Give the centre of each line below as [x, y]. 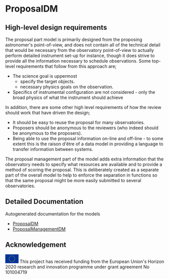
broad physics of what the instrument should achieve [68, 97]
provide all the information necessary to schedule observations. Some [78, 61]
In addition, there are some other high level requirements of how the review [83, 107]
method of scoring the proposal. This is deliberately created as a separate [82, 170]
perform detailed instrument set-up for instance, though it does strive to [80, 55]
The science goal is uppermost [45, 76]
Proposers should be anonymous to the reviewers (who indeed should [86, 128]
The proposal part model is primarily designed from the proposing [74, 39]
